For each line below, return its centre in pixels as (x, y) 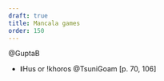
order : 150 (26, 30)
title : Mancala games (44, 23)
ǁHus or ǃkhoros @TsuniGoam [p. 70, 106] (88, 69)
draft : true (28, 16)
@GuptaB (24, 54)
